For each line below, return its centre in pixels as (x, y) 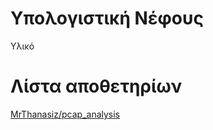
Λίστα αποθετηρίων (96, 86)
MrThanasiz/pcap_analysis (65, 114)
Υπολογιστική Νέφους (107, 18)
